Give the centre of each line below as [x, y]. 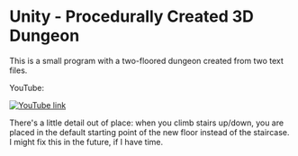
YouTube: [27, 87]
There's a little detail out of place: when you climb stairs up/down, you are [147, 123]
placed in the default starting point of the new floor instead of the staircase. [149, 132]
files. [18, 70]
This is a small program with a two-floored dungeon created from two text [146, 60]
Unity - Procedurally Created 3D [131, 17]
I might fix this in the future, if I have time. [86, 142]
